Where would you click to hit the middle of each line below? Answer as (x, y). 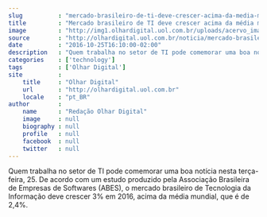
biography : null (51, 126)
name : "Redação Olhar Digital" (85, 112)
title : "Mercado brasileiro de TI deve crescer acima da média (131, 23)
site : (35, 75)
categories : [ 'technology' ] (62, 60)
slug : (35, 15)
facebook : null (51, 141)
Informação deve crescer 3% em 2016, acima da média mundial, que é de (129, 196)
